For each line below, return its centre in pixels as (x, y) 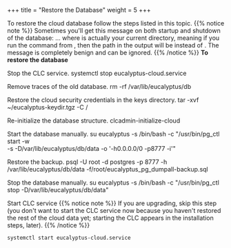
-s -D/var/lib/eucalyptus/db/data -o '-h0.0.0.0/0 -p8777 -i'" (91, 148)
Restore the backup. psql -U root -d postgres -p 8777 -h (87, 162)
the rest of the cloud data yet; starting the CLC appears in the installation (110, 218)
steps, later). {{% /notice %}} (49, 225)
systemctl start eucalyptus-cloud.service (69, 238)
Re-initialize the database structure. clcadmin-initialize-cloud (94, 121)
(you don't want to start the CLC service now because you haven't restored (114, 210)
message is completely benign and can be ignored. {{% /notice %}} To (108, 52)
